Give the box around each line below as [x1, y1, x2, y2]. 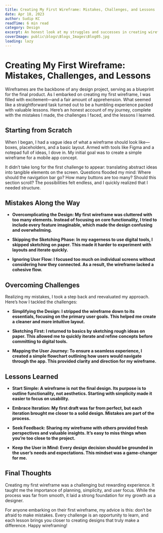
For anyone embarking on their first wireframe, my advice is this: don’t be [5, 507, 152, 513]
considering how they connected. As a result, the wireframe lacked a [12, 261, 154, 268]
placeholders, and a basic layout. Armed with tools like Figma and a [19, 144, 154, 150]
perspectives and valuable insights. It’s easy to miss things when [12, 430, 147, 436]
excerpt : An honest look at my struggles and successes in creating [5, 30, 147, 35]
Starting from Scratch [5, 126, 72, 134]
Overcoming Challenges [5, 281, 80, 289]
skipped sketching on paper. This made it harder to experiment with [12, 242, 152, 248]
